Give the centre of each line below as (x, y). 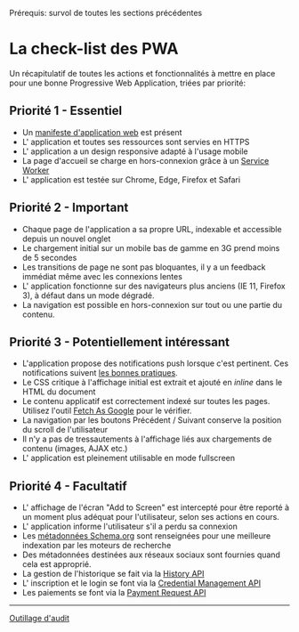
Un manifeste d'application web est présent (102, 132)
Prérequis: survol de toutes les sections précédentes (106, 13)
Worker (36, 170)
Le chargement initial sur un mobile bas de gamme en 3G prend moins (151, 247)
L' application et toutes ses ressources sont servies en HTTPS (136, 142)
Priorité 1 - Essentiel (66, 111)
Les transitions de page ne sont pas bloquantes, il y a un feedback (144, 267)
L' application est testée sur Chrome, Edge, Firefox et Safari (131, 179)
